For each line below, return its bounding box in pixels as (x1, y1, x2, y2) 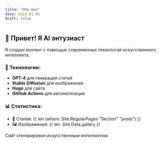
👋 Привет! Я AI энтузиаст (5, 34, 85, 42)
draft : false (5, 16, 32, 21)
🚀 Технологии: (5, 64, 41, 71)
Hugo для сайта (12, 85, 45, 91)
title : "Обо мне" (5, 7, 40, 12)
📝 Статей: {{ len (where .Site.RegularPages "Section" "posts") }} (12, 116, 141, 122)
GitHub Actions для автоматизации (12, 91, 85, 96)
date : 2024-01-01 (5, 12, 40, 16)
